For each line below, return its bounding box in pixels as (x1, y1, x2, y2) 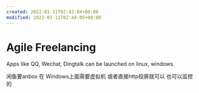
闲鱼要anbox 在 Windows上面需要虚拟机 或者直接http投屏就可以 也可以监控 (6, 73, 194, 80)
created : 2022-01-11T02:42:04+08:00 (6, 8, 99, 15)
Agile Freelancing (6, 40, 96, 54)
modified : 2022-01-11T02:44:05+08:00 (6, 14, 102, 21)
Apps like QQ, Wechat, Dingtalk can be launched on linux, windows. (6, 60, 175, 68)
